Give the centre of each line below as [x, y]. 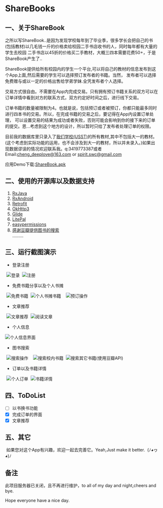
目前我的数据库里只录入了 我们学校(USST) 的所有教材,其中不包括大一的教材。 [81, 137]
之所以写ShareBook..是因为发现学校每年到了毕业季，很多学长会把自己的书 [79, 40]
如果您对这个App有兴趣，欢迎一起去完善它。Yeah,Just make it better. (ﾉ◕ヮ [82, 450]
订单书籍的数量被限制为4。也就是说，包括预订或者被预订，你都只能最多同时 [81, 108]
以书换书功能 [25, 408]
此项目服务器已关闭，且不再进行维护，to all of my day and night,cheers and [81, 486]
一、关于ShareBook [35, 28]
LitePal [19, 219]
